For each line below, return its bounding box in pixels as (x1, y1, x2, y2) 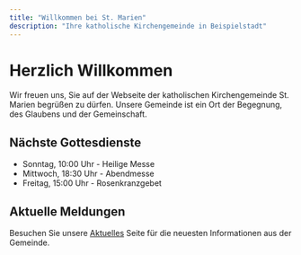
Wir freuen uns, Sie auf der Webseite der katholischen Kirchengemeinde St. (9, 90, 289, 101)
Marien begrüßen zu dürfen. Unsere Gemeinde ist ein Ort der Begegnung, (9, 100, 283, 110)
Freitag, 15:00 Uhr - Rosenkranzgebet (22, 178, 162, 189)
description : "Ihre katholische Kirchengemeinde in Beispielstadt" (9, 22, 268, 31)
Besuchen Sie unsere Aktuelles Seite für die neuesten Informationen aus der (9, 228, 292, 239)
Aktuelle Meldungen (9, 204, 126, 219)
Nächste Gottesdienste (9, 135, 142, 150)
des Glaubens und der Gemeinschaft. (9, 109, 147, 119)
